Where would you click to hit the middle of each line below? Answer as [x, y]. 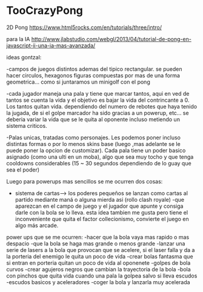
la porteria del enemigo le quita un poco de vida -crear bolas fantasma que [100, 256]
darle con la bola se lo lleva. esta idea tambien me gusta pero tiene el [101, 212]
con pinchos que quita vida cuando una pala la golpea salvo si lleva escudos [102, 276]
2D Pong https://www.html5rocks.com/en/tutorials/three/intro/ [84, 27]
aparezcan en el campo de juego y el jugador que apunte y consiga [99, 206]
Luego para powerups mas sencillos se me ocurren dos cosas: [85, 181]
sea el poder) [23, 170]
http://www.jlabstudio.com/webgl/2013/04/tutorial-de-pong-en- [111, 39]
